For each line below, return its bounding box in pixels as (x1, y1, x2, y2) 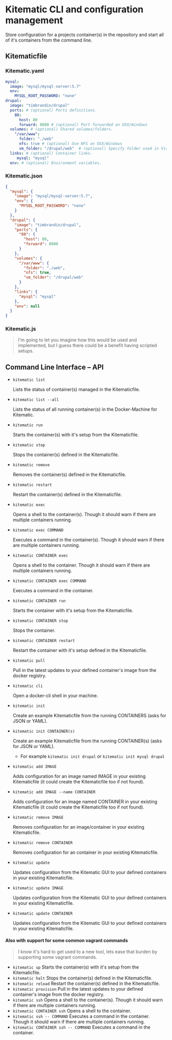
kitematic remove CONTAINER (12, 841, 73, 846)
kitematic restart (12, 482, 52, 488)
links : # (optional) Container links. (10, 151, 93, 156)
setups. (17, 348, 34, 354)
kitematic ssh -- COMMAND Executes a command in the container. (12, 1013, 150, 1019)
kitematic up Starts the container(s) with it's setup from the (12, 964, 139, 970)
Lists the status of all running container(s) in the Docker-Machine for (12, 406, 158, 412)
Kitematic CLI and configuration (5, 4, 144, 15)
